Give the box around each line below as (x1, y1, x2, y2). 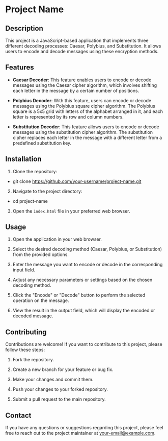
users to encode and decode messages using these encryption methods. (5, 49, 159, 54)
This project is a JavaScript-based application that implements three (5, 37, 149, 43)
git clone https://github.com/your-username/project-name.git (12, 178, 142, 184)
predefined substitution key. (12, 140, 72, 146)
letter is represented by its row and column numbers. (12, 113, 124, 120)
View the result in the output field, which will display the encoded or (12, 308, 155, 314)
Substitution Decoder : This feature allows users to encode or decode (12, 124, 159, 130)
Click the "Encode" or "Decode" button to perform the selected (12, 292, 146, 298)
